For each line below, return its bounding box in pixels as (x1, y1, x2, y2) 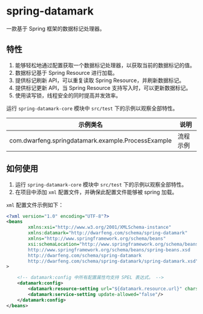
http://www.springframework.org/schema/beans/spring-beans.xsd (28, 246, 190, 253)
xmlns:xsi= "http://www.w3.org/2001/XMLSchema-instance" (28, 225, 172, 231)
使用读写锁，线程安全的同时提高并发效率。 (14, 92, 121, 99)
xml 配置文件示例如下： (6, 201, 64, 208)
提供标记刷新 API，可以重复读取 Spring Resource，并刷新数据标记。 (14, 77, 185, 84)
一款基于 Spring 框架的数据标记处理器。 (6, 25, 106, 32)
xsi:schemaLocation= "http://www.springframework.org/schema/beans (28, 241, 199, 247)
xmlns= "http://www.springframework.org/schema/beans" (28, 235, 166, 242)
